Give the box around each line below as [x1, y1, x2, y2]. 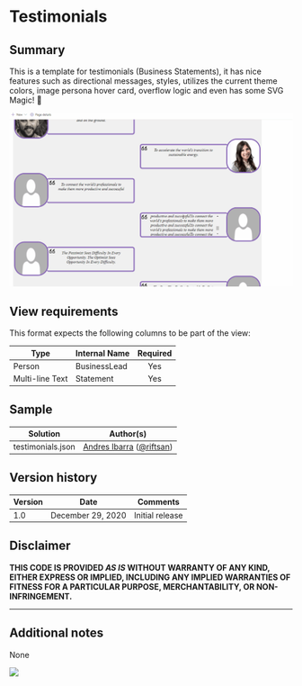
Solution [28, 429, 61, 439]
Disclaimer [9, 538, 71, 554]
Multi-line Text [13, 374, 68, 384]
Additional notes [9, 626, 104, 641]
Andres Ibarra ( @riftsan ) [83, 441, 173, 452]
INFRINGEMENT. [9, 591, 73, 601]
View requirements [9, 303, 119, 319]
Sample [9, 402, 53, 418]
